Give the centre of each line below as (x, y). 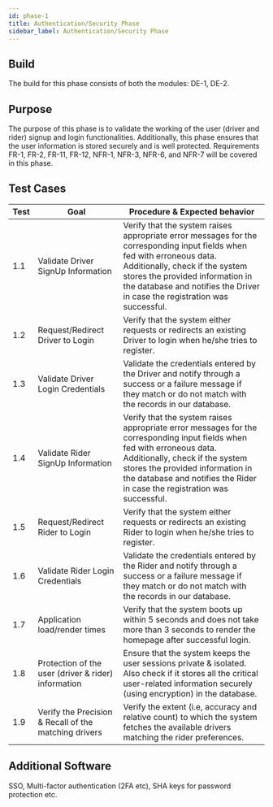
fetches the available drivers (177, 727)
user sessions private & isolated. (184, 663)
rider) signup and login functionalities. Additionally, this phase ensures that (133, 137)
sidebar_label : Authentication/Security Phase (89, 31)
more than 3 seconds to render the (189, 629)
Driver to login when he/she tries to (190, 340)
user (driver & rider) (76, 673)
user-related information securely (188, 683)
